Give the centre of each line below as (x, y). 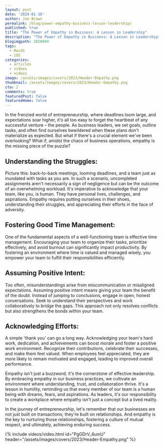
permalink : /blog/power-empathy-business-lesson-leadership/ (69, 23)
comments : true (20, 92)
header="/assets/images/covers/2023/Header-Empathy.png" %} (71, 440)
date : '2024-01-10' (25, 14)
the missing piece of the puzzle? (38, 146)
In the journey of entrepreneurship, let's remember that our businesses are (80, 409)
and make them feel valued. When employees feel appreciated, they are (77, 354)
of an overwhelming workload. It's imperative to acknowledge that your (77, 189)
